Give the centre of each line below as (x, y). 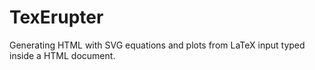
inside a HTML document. (62, 55)
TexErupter (56, 17)
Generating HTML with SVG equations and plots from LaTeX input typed (157, 45)
